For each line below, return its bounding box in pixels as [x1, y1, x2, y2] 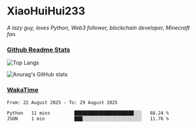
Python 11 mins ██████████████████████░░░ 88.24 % [7, 110, 169, 117]
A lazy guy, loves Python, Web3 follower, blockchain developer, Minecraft [7, 24, 190, 31]
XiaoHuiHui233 [7, 4, 86, 18]
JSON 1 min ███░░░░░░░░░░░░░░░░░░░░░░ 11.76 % [7, 116, 169, 122]
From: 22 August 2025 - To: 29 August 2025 [7, 99, 118, 106]
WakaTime [7, 86, 39, 94]
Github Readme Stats [7, 45, 71, 53]
